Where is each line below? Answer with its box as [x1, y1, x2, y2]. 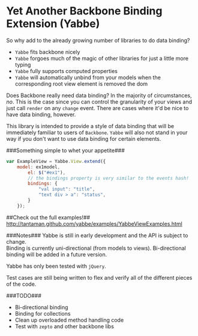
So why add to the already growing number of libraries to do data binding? [6, 37, 190, 44]
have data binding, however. [6, 111, 76, 118]
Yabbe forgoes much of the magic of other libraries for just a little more [14, 55, 189, 62]
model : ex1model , [17, 164, 61, 170]
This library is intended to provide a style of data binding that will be [6, 122, 175, 129]
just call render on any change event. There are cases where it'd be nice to [6, 104, 189, 111]
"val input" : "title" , [38, 186, 95, 192]
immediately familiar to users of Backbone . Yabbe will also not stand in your [6, 129, 188, 136]
